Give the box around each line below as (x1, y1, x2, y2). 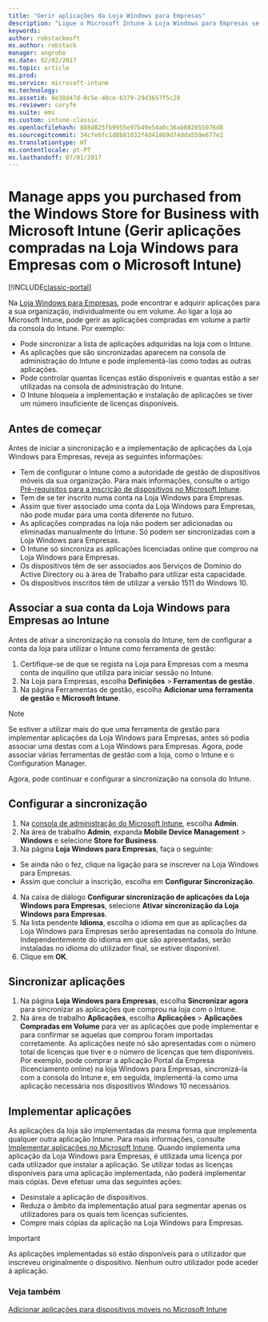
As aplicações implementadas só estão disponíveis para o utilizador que (8, 1249, 246, 1259)
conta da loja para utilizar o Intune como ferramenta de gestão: (8, 643, 216, 653)
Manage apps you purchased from (8, 188, 242, 206)
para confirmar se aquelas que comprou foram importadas (19, 1030, 214, 1040)
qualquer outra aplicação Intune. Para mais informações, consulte (8, 1134, 226, 1144)
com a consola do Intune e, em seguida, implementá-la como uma (19, 1073, 238, 1082)
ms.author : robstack (8, 42, 78, 50)
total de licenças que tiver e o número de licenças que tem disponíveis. (19, 1047, 254, 1057)
